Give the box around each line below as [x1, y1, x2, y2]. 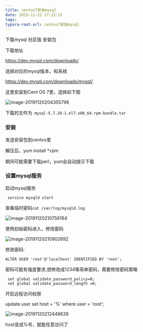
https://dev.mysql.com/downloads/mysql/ [5, 78, 93, 85]
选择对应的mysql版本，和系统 [5, 68, 67, 74]
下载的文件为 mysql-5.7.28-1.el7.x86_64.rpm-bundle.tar [5, 110, 126, 116]
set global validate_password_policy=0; [7, 276, 95, 282]
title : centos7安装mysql [5, 7, 57, 13]
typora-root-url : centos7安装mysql [5, 22, 80, 27]
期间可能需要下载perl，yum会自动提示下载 [5, 158, 94, 164]
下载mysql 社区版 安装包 [5, 36, 57, 43]
